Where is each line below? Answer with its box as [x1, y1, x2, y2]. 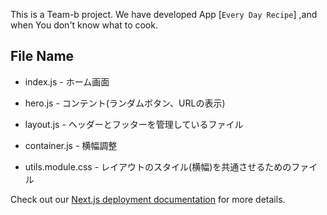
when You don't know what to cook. [10, 19, 158, 31]
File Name [10, 48, 75, 65]
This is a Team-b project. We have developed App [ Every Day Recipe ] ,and [10, 9, 318, 20]
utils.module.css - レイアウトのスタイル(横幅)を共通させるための [24, 160, 292, 173]
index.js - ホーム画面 [24, 75, 110, 88]
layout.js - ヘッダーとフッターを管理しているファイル [24, 118, 244, 130]
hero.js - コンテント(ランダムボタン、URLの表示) [24, 97, 226, 109]
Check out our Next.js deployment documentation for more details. [10, 193, 286, 205]
